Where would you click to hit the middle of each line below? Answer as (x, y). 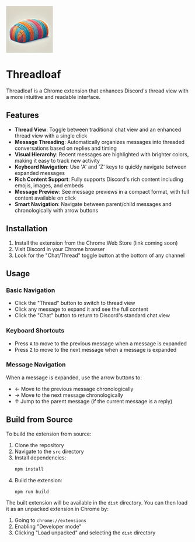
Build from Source (39, 420)
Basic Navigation (31, 290)
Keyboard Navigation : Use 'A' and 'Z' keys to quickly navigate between (100, 167)
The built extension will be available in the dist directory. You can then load (97, 503)
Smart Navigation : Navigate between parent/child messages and (93, 204)
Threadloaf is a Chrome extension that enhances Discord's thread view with (97, 91)
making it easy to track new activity (57, 160)
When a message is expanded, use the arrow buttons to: (74, 378)
